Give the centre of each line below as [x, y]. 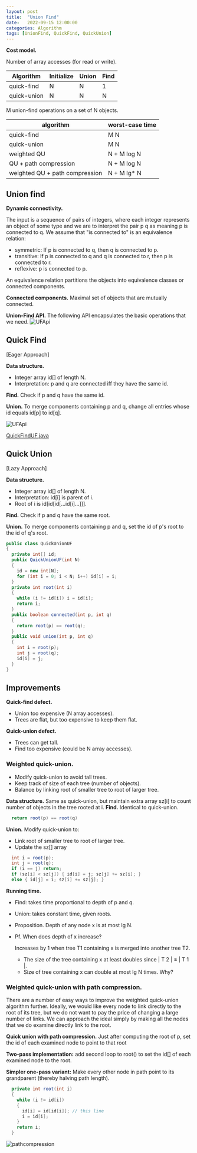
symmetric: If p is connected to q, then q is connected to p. [86, 250]
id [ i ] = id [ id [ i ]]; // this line [63, 1111]
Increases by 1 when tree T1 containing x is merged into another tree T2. [102, 948]
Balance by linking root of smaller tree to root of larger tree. [87, 789]
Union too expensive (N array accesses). [64, 713]
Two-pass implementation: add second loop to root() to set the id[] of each [98, 1054]
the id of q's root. [27, 533]
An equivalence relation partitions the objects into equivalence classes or [95, 280]
